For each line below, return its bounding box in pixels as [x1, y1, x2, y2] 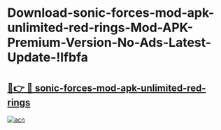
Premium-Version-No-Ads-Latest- [7, 35, 212, 50]
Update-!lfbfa [7, 50, 89, 66]
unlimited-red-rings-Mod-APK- [7, 20, 194, 36]
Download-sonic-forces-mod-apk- [7, 5, 215, 21]
